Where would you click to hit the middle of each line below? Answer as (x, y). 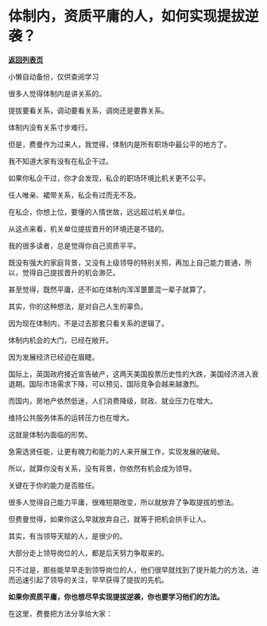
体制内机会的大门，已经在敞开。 (60, 340)
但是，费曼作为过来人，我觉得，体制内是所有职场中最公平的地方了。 (120, 144)
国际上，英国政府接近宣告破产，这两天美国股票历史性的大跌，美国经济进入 (130, 374)
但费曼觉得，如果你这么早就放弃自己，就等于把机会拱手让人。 (109, 519)
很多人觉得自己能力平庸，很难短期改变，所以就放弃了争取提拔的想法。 (123, 502)
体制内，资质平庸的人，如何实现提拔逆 (134, 16)
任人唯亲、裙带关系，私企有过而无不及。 (74, 195)
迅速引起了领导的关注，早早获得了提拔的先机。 (91, 579)
